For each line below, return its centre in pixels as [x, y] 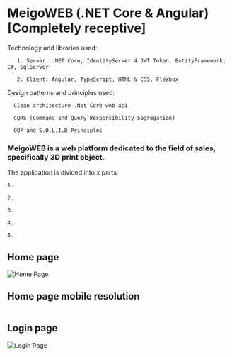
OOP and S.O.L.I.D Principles [58, 130]
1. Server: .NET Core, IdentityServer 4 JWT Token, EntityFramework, [121, 61]
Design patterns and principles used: [61, 92]
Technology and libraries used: [52, 48]
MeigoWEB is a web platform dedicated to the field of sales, [111, 148]
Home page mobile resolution [74, 296]
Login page [33, 328]
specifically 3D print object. [56, 157]
